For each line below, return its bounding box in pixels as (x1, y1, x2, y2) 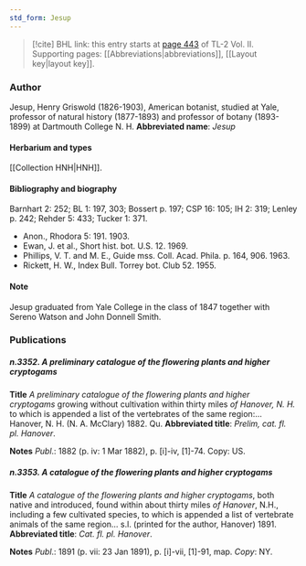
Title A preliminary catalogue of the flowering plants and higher (9, 390, 250, 400)
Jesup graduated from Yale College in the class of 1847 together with (9, 301, 270, 312)
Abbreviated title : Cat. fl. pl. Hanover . (9, 529, 153, 539)
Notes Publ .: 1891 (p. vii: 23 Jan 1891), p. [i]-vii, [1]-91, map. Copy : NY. (9, 546, 273, 558)
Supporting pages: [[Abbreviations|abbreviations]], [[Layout (31, 48, 258, 59)
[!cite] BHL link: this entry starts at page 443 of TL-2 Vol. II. (31, 38, 254, 49)
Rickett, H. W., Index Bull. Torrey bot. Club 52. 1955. (22, 260, 216, 271)
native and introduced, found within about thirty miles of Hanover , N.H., (9, 499, 279, 510)
